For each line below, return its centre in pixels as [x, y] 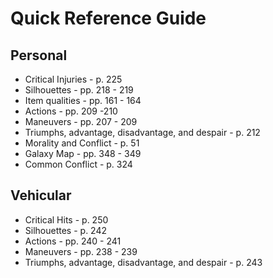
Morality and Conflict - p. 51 [82, 143]
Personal [39, 55]
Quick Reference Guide [108, 18]
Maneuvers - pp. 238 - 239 [81, 251]
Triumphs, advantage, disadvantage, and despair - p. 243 [143, 262]
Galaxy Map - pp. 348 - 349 [83, 153]
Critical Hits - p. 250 [66, 219]
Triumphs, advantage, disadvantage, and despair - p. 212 [142, 132]
